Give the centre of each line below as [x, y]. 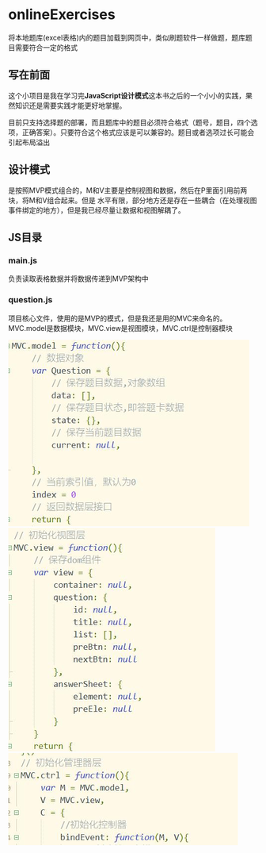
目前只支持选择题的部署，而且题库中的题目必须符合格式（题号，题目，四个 [129, 122]
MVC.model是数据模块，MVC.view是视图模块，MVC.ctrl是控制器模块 [121, 328]
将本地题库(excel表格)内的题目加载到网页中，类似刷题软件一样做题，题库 [127, 37]
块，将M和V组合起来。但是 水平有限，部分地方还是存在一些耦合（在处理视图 [133, 200]
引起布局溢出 [29, 142]
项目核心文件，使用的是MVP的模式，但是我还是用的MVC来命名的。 [118, 318]
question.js [30, 300]
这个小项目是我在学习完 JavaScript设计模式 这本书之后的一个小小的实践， [127, 95]
